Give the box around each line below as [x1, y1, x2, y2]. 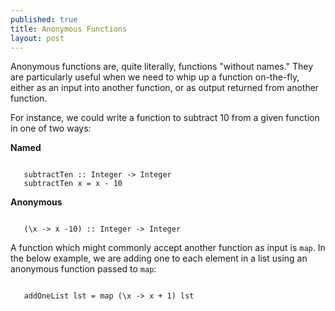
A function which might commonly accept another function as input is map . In [10, 242, 326, 254]
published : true [10, 14, 78, 25]
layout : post [10, 33, 65, 43]
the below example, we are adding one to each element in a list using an [10, 252, 308, 265]
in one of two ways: [10, 122, 92, 135]
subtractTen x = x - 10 [23, 179, 123, 189]
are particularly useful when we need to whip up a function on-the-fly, [10, 71, 300, 83]
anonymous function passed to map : [10, 263, 157, 275]
